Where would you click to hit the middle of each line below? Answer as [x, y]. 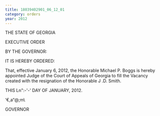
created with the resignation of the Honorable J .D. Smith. [63, 81]
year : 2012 [16, 19]
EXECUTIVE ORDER [25, 42]
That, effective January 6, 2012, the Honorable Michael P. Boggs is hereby [80, 70]
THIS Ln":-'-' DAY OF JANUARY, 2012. [44, 91]
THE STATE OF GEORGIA [30, 33]
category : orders [23, 14]
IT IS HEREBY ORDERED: [30, 61]
